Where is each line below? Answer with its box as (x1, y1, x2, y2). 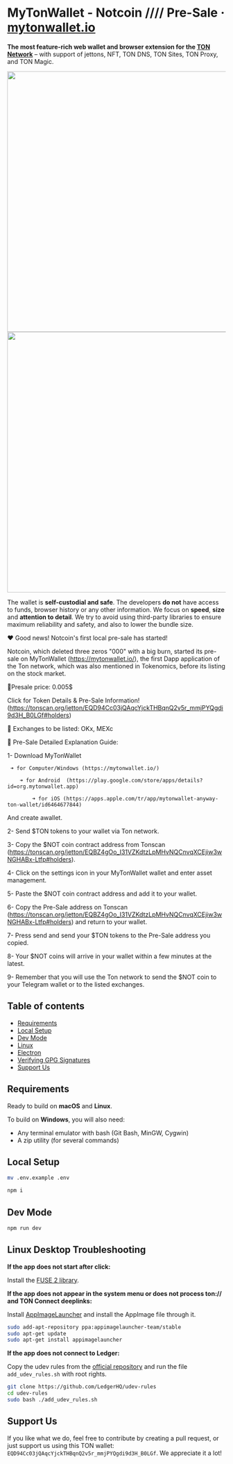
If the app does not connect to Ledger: (7, 1349, 120, 1358)
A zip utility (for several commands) (17, 1136, 119, 1144)
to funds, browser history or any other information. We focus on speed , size (7, 605, 225, 614)
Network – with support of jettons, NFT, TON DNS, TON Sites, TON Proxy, (7, 50, 218, 58)
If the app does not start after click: (7, 1263, 111, 1271)
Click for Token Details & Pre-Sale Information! (7, 696, 140, 705)
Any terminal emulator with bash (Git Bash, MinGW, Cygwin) (17, 1128, 189, 1137)
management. (7, 875, 47, 884)
